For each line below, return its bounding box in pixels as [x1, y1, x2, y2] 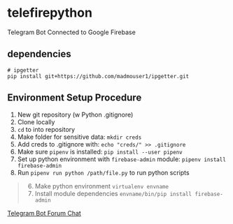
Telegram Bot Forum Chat [7, 209, 82, 217]
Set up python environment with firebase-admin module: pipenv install [17, 155, 226, 163]
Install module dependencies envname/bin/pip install [34, 189, 192, 197]
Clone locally [17, 117, 55, 126]
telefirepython [7, 5, 93, 21]
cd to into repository [17, 125, 76, 133]
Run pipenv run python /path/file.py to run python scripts [17, 168, 190, 177]
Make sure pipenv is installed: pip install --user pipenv [17, 147, 183, 156]
